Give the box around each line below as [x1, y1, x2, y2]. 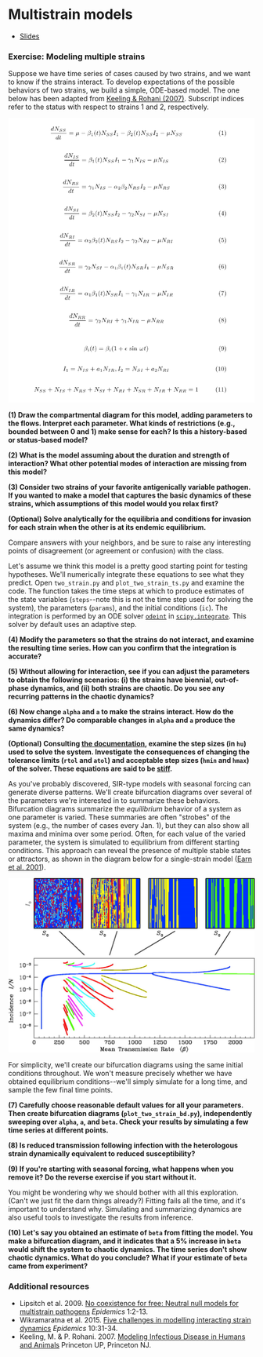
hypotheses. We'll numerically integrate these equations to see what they [8, 569, 245, 578]
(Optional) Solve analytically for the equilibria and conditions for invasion [8, 514, 252, 523]
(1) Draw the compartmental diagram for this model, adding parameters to [8, 410, 253, 419]
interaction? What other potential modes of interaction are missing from [8, 458, 247, 468]
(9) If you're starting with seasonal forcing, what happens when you [8, 1164, 234, 1174]
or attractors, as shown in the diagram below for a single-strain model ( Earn [8, 854, 253, 863]
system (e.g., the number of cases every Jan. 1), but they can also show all [8, 820, 250, 830]
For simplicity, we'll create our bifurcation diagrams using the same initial [8, 1060, 243, 1070]
